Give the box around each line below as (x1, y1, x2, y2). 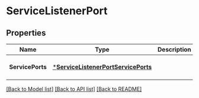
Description (158, 46, 191, 53)
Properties (6, 28, 46, 38)
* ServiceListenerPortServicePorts (52, 63, 152, 71)
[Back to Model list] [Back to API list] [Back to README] (6, 86, 142, 93)
